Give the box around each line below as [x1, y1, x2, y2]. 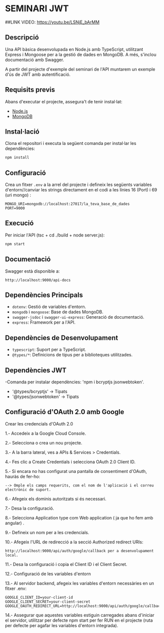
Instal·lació [5, 127, 40, 136]
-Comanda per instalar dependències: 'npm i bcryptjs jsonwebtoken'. [5, 379, 144, 385]
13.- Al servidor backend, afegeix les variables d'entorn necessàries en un [5, 580, 154, 586]
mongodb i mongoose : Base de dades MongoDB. [12, 309, 103, 315]
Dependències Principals [5, 291, 83, 299]
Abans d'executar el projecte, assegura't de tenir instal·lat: [5, 98, 123, 104]
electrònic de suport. [5, 487, 51, 492]
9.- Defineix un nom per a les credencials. [5, 529, 89, 535]
